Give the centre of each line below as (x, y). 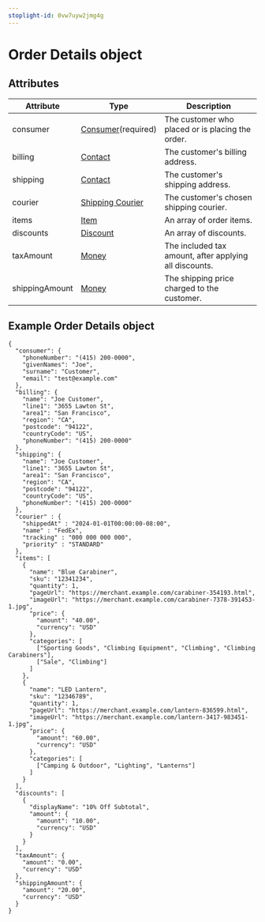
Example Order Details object (82, 326)
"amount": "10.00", (69, 821)
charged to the (192, 288)
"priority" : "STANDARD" (63, 545)
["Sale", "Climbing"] (72, 662)
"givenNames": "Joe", (58, 365)
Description (209, 106)
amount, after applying (206, 255)
